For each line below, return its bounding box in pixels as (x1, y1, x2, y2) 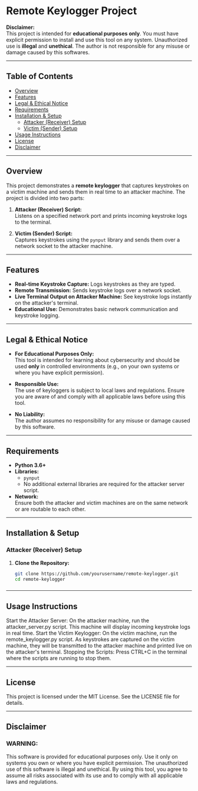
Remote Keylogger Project (6, 4, 137, 18)
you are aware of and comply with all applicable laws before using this (14, 393, 186, 400)
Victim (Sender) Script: (14, 230, 72, 237)
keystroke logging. (14, 312, 60, 319)
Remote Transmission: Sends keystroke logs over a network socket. (14, 287, 181, 294)
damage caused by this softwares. (6, 48, 90, 55)
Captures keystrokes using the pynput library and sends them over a (14, 236, 180, 243)
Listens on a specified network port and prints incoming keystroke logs (14, 212, 187, 219)
